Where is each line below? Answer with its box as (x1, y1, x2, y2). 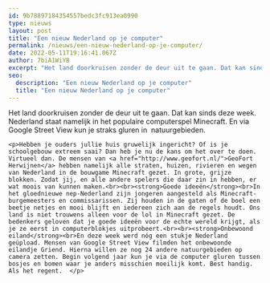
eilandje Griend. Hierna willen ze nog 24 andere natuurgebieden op (8, 246, 243, 254)
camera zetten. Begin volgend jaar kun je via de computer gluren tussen (8, 253, 261, 261)
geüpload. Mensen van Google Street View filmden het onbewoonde (8, 239, 231, 247)
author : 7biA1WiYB (8, 57, 70, 65)
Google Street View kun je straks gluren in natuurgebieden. (8, 125, 207, 135)
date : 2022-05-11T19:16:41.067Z (8, 49, 117, 57)
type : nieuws (8, 19, 52, 27)
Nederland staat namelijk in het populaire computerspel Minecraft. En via (8, 117, 250, 127)
